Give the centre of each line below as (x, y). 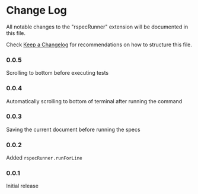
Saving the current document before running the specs (73, 129)
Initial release (22, 186)
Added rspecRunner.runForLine (44, 158)
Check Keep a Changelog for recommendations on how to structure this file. (99, 44)
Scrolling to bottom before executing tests (57, 73)
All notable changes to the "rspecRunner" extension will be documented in (97, 27)
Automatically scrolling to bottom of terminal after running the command (94, 101)
